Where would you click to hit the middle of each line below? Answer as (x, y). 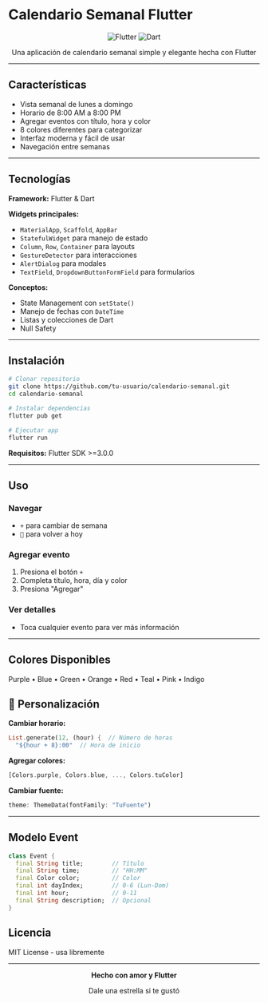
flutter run (28, 438)
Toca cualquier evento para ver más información (99, 627)
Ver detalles (32, 610)
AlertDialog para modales (63, 263)
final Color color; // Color (78, 878)
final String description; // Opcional (83, 900)
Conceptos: (28, 287)
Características (47, 85)
